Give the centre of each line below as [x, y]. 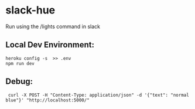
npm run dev [20, 63]
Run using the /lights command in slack [53, 26]
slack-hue [30, 10]
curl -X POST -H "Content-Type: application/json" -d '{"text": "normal [99, 95]
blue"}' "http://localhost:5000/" [48, 100]
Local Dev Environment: [50, 45]
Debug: [19, 82]
